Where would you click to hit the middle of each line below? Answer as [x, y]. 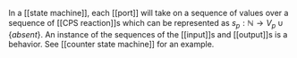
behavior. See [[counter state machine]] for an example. [111, 44]
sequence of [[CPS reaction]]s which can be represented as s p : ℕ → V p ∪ [146, 24]
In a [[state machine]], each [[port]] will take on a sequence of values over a [148, 13]
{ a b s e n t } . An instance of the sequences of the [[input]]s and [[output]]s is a [148, 34]
